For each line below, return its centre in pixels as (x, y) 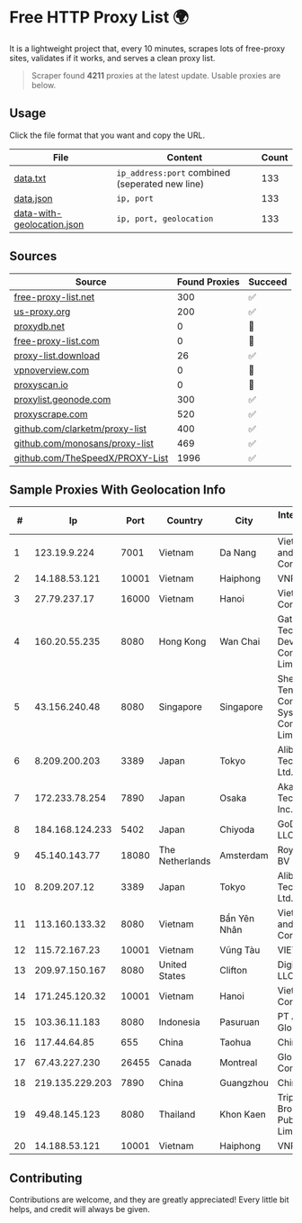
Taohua (235, 1043)
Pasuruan (240, 1022)
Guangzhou (244, 1083)
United (173, 965)
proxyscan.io (41, 385)
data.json (33, 198)
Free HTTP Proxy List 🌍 (99, 18)
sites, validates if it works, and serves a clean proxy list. (112, 58)
